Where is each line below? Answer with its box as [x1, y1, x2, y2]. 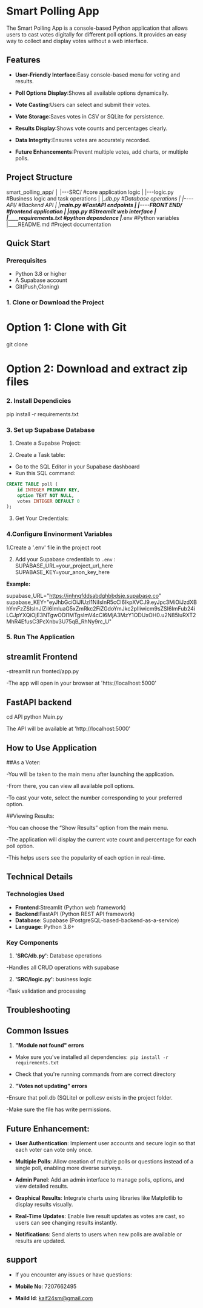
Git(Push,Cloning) [15, 283, 59, 290]
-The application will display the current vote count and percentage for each [6, 835, 197, 843]
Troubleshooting [6, 1005, 71, 1015]
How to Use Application [6, 742, 97, 753]
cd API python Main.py [6, 713, 64, 721]
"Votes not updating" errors [15, 1083, 88, 1090]
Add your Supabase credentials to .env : [15, 555, 116, 563]
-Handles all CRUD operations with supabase [6, 964, 119, 971]
